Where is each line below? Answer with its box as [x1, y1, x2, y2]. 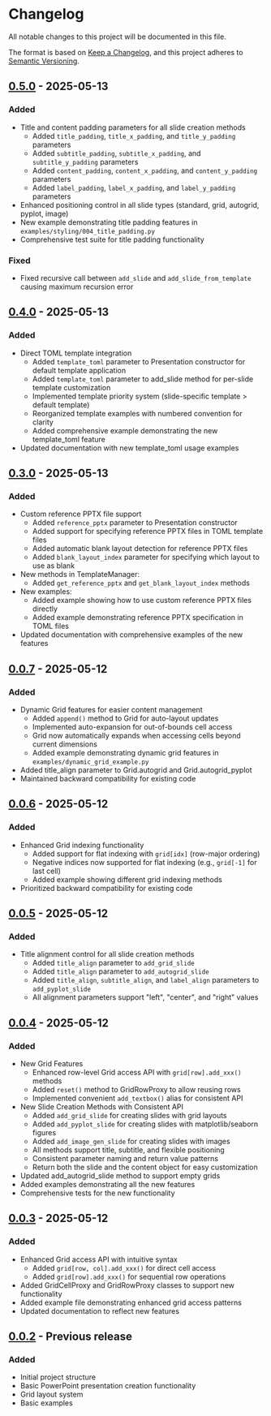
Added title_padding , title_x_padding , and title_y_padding [32, 131, 236, 140]
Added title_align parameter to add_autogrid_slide [32, 966, 209, 976]
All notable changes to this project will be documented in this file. [8, 32, 227, 41]
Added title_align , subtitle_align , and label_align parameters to [32, 975, 260, 985]
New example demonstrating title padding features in [19, 217, 198, 227]
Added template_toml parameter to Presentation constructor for [32, 356, 246, 366]
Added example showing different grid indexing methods [32, 874, 223, 884]
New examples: [19, 587, 72, 596]
